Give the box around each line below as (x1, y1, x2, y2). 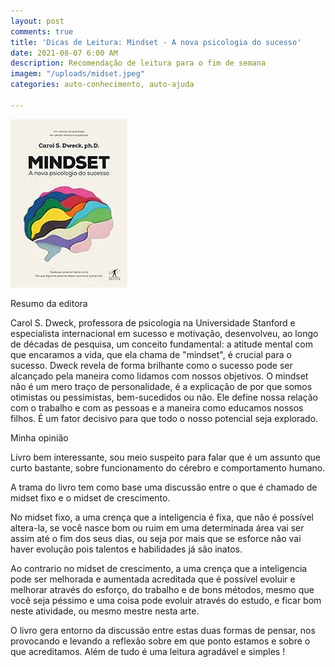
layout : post (10, 16, 65, 26)
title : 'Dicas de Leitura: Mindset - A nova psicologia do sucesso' (10, 37, 302, 47)
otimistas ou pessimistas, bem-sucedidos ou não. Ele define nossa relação (10, 391, 318, 403)
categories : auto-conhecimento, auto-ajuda (10, 80, 195, 90)
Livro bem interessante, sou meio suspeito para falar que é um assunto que (10, 451, 321, 463)
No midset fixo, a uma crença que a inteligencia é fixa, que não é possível (10, 511, 314, 523)
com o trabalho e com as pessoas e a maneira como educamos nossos (10, 401, 304, 414)
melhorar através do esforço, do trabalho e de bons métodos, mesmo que (10, 583, 315, 595)
